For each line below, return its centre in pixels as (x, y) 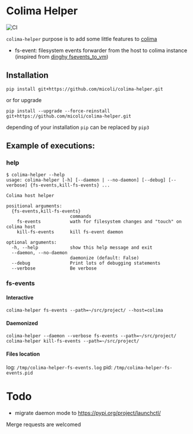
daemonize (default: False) (105, 258)
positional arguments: (34, 206)
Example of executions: (50, 146)
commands (81, 217)
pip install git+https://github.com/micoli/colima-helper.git (85, 89)
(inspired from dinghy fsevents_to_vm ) (61, 56)
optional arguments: (32, 243)
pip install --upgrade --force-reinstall (58, 111)
